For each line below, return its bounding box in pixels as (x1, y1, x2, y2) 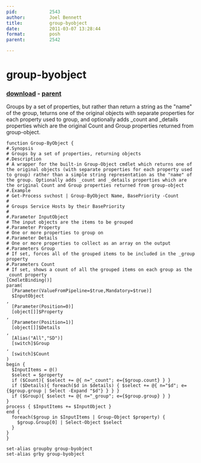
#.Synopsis (6, 146, 34, 152)
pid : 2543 (6, 8, 61, 15)
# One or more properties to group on (6, 230, 104, 236)
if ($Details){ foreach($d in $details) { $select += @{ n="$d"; (11, 383, 179, 389)
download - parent (6, 90, 62, 98)
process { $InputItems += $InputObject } (6, 404, 112, 410)
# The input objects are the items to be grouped (6, 219, 134, 226)
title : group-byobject (6, 20, 87, 26)
